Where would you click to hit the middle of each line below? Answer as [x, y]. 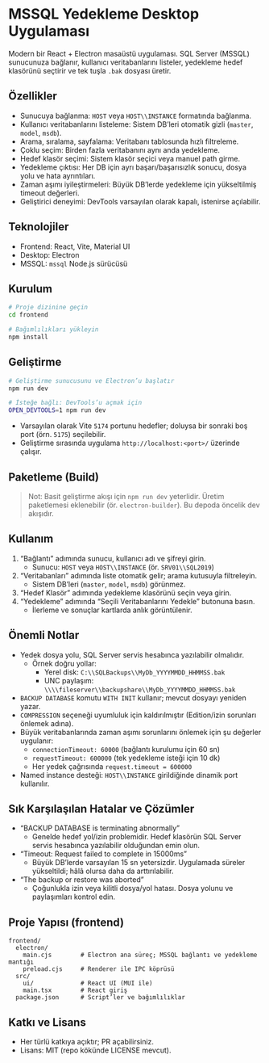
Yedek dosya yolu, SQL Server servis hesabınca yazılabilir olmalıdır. [132, 654]
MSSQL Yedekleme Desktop [104, 14]
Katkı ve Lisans [47, 1022]
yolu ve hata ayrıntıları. [58, 175]
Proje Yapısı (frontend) [66, 922]
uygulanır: [37, 741]
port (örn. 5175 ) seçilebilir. [63, 435]
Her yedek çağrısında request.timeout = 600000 [112, 766]
